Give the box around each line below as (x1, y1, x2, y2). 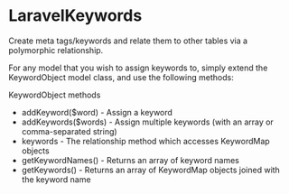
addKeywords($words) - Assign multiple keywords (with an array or (21, 116, 275, 127)
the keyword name (21, 173, 91, 185)
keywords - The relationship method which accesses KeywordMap (21, 135, 270, 146)
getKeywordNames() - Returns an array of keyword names (21, 154, 240, 165)
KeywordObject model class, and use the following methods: (8, 71, 234, 82)
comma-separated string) (21, 125, 118, 136)
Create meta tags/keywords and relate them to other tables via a (8, 35, 248, 46)
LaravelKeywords (8, 5, 143, 26)
